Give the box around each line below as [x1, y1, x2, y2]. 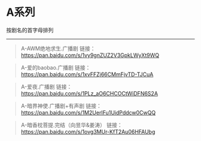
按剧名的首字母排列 [6, 26, 54, 34]
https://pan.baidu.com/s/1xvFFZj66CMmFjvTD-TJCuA [20, 70, 154, 78]
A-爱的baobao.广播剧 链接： [20, 64, 91, 71]
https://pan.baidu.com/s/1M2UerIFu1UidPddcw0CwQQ [20, 109, 156, 116]
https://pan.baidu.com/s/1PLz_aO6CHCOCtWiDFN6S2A [20, 89, 159, 97]
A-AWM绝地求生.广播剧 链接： [20, 44, 96, 52]
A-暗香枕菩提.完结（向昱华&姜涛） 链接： [20, 121, 123, 128]
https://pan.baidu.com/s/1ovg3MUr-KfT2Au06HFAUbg [20, 128, 156, 135]
